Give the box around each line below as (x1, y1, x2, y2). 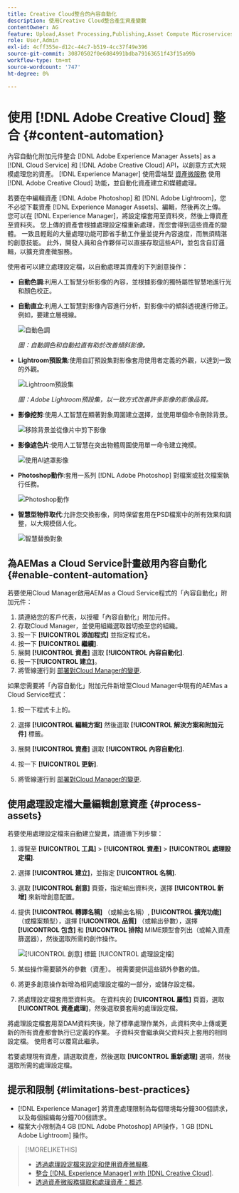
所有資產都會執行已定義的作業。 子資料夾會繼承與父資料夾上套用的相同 (19, 1028, 228, 1037)
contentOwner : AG (7, 24, 59, 31)
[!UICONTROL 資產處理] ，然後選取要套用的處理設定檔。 (17, 1004, 182, 1013)
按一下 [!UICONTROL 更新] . (17, 760, 98, 769)
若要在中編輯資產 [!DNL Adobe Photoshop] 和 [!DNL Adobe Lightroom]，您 (7, 194, 226, 203)
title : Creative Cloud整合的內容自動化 (7, 10, 117, 18)
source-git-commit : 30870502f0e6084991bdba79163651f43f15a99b (7, 51, 196, 58)
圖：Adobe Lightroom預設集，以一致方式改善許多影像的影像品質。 (17, 395, 212, 404)
